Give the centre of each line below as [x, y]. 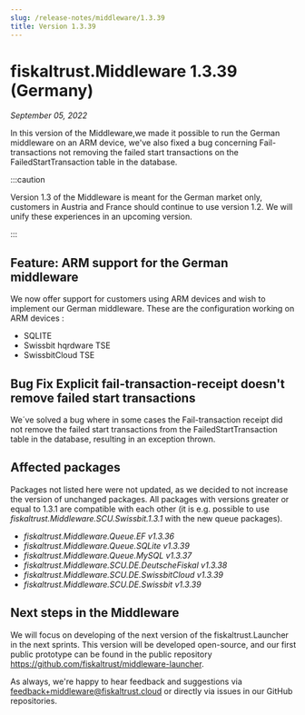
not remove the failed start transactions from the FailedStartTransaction [144, 430]
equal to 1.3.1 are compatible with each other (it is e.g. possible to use [140, 509]
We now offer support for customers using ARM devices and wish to [138, 299]
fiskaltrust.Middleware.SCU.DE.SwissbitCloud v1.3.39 [123, 574]
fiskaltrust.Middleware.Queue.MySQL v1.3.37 [108, 555]
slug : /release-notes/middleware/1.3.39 [88, 18]
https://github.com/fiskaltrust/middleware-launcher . [107, 663]
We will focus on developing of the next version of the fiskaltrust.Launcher [150, 635]
